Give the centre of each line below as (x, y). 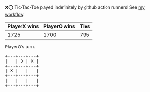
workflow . (15, 14)
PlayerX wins (23, 26)
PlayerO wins (59, 26)
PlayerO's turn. (20, 47)
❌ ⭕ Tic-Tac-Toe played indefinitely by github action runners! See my (75, 7)
